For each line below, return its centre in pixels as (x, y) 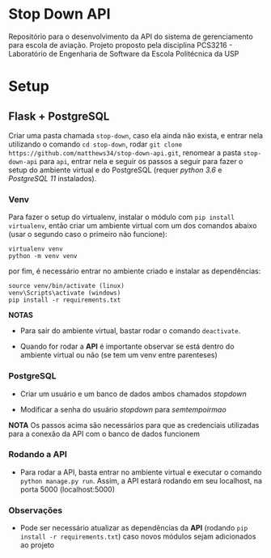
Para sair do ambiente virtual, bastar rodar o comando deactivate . (130, 331)
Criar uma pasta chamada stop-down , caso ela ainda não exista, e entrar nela (136, 135)
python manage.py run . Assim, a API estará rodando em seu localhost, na (141, 480)
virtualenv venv (36, 249)
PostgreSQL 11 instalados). (53, 178)
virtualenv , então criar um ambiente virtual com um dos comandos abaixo (133, 226)
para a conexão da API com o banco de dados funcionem (104, 433)
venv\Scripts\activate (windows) (65, 293)
